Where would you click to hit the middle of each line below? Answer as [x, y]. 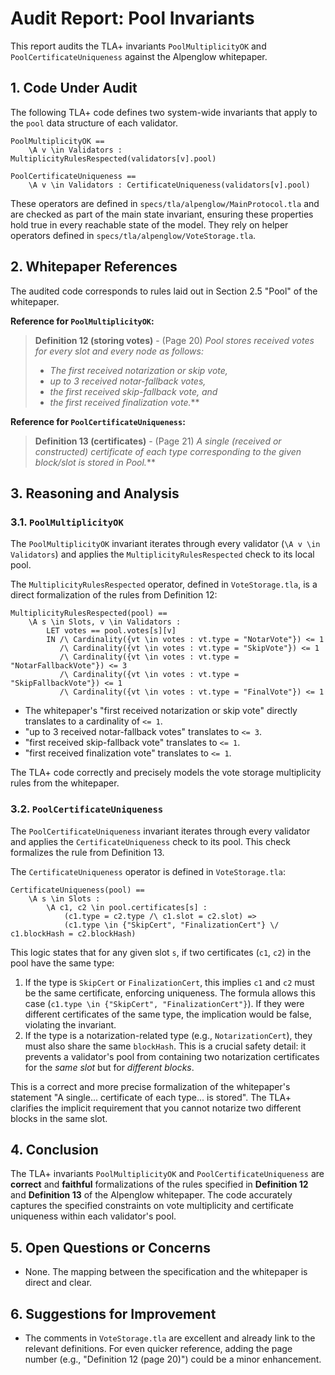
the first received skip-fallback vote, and [133, 391]
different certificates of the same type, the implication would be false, [168, 1014]
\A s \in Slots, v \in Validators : [105, 622]
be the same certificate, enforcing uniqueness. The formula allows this [170, 993]
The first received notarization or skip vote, [138, 370]
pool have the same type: [62, 963]
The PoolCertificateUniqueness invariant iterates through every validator [160, 831]
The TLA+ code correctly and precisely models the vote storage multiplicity [166, 773]
